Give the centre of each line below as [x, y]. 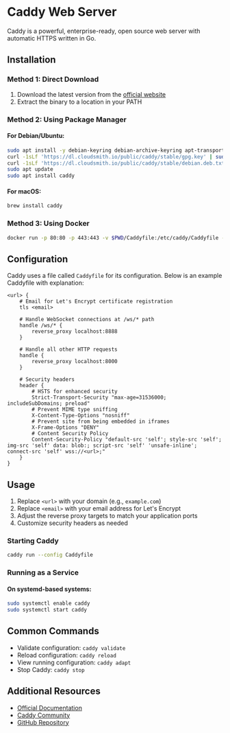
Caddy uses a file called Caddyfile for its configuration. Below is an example [115, 276]
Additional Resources [54, 691]
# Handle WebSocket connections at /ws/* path [87, 320]
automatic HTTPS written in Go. [52, 38]
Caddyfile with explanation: [46, 283]
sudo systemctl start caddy [47, 610]
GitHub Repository [43, 722]
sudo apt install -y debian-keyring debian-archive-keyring [95, 150]
